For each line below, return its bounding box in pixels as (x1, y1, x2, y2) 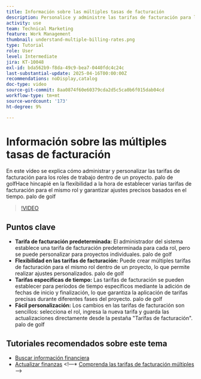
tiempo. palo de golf (6, 193, 56, 200)
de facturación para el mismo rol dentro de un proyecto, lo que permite (14, 264, 190, 271)
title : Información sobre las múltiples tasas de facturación (6, 8, 165, 15)
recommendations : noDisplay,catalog (6, 76, 98, 82)
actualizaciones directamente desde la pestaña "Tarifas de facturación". (14, 315, 193, 322)
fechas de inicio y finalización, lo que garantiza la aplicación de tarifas (14, 289, 188, 296)
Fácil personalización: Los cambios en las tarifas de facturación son (14, 302, 185, 309)
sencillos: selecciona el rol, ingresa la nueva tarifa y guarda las (14, 308, 169, 315)
